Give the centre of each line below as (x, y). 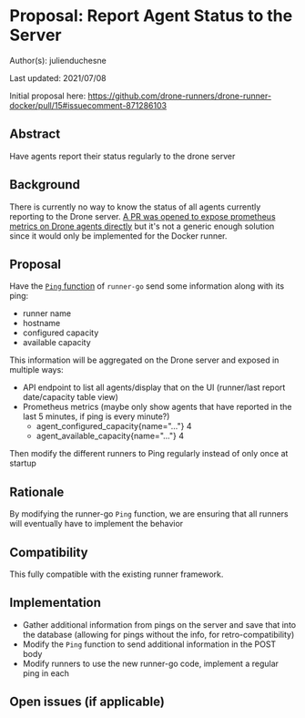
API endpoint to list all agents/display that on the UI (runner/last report (154, 387)
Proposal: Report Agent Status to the (151, 16)
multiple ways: (36, 370)
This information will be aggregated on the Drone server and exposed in (144, 360)
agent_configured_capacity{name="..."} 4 (114, 426)
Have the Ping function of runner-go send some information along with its (147, 286)
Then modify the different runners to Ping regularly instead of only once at (149, 454)
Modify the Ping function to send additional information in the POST (149, 644)
